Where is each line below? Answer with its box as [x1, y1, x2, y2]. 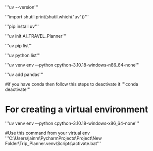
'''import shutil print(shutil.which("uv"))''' [5, 14, 89, 19]
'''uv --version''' [5, 4, 39, 10]
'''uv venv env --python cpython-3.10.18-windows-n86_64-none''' [5, 62, 140, 68]
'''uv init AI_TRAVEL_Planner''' [5, 33, 67, 39]
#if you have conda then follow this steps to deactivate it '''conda [5, 81, 139, 87]
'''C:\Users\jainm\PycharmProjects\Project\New [5, 135, 102, 141]
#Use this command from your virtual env [5, 130, 90, 136]
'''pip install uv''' [5, 23, 39, 29]
